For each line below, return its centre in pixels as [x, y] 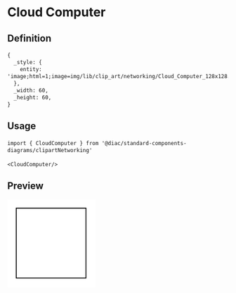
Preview [26, 186]
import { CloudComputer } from [53, 143]
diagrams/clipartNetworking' [50, 150]
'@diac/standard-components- [144, 143]
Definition [29, 38]
